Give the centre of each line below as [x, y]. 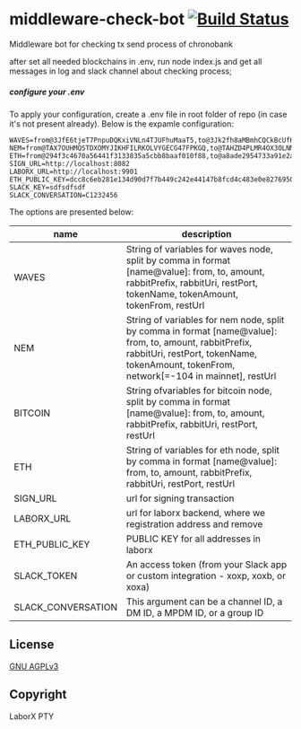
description [206, 233]
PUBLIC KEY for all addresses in [193, 539]
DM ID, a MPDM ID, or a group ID [195, 612]
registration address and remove [194, 523]
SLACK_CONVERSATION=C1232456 [64, 195]
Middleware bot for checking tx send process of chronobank [121, 44]
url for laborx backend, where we [196, 513]
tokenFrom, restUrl [165, 305]
